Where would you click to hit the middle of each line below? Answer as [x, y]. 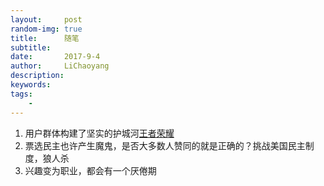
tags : [21, 94]
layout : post [46, 19]
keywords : [31, 85]
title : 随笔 [45, 38]
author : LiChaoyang [60, 66]
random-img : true [46, 29]
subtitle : [31, 47]
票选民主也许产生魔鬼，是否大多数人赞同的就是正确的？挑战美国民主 [165, 145]
